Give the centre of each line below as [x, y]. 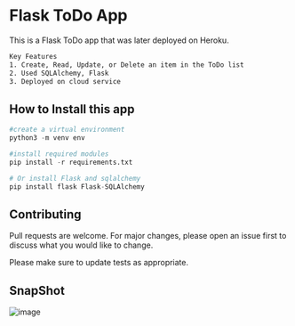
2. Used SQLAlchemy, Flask [59, 73]
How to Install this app [72, 109]
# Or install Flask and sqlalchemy [75, 178]
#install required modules [59, 154]
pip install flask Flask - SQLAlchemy [77, 187]
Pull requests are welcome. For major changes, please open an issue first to [148, 236]
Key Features [33, 56]
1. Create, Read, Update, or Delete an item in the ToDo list [127, 65]
